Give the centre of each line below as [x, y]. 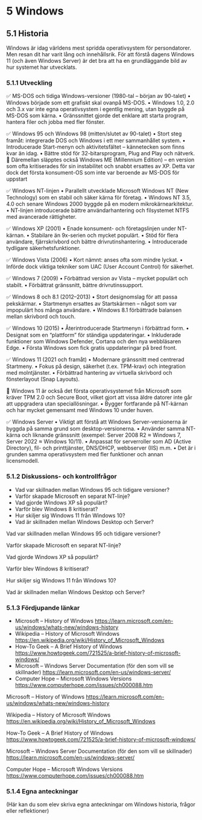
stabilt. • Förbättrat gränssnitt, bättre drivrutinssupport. [75, 285]
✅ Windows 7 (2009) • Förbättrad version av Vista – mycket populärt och [97, 279]
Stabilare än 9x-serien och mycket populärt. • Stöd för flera [105, 235]
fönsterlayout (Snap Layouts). [43, 379]
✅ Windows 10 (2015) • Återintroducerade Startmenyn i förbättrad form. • [98, 328]
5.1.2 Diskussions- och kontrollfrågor [62, 477]
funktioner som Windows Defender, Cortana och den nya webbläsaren [94, 341]
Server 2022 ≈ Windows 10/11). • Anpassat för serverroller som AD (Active [99, 442]
